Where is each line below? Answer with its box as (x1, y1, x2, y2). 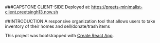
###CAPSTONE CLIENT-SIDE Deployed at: (5, 4, 90, 10)
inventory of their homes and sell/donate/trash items (5, 23, 110, 29)
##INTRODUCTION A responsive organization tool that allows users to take (5, 19, 156, 24)
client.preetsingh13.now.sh (5, 9, 58, 15)
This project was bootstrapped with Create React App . (5, 33, 114, 38)
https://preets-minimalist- (91, 4, 142, 10)
